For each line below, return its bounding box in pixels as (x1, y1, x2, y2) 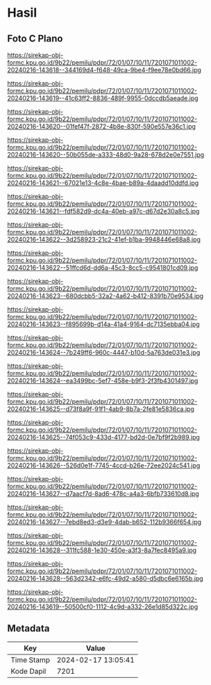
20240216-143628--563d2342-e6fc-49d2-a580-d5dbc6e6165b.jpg (7, 574, 203, 582)
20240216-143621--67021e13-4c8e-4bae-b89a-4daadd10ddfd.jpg (7, 179, 199, 187)
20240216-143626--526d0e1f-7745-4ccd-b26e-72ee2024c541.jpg (7, 461, 201, 469)
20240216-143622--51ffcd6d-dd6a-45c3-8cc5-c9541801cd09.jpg (7, 264, 199, 272)
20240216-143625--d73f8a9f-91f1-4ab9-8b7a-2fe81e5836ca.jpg (7, 405, 194, 413)
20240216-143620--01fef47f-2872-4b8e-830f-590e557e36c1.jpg (7, 122, 196, 130)
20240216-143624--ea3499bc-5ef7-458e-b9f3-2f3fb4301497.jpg (7, 377, 199, 385)
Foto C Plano (7, 33, 63, 45)
